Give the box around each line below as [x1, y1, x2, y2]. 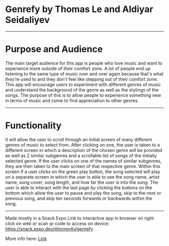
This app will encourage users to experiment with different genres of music [5, 81, 161, 88]
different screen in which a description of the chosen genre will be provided [5, 147, 162, 153]
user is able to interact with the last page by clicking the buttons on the [5, 185, 152, 191]
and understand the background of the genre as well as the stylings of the [5, 87, 159, 93]
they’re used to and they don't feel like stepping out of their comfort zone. [5, 76, 158, 82]
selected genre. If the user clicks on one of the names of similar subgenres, [5, 157, 162, 164]
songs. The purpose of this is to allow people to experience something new [5, 92, 161, 98]
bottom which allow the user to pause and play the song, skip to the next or [5, 190, 161, 196]
